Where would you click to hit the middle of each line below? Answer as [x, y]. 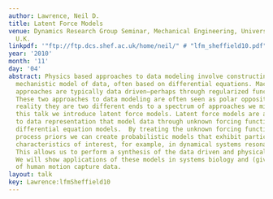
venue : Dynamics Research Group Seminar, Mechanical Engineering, [123, 31]
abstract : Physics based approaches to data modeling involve [116, 76]
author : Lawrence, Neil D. [54, 16]
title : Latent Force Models [56, 24]
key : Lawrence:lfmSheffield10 [60, 182]
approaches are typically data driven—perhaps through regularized [132, 91]
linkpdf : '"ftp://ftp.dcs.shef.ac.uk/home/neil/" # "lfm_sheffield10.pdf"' [139, 46]
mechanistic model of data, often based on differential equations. [134, 84]
